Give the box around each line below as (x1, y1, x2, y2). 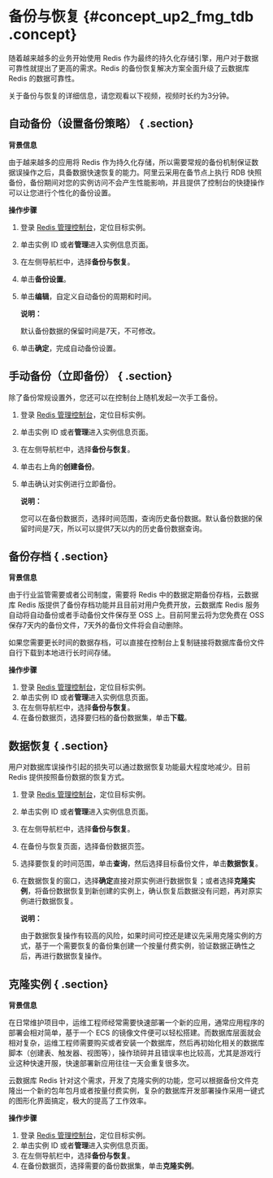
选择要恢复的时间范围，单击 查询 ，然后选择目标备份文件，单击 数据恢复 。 (19, 859, 262, 868)
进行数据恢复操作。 (41, 951, 106, 961)
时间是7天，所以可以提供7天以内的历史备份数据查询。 (27, 524, 207, 533)
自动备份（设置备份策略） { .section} (8, 117, 194, 131)
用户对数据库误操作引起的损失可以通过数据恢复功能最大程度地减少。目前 (8, 762, 250, 772)
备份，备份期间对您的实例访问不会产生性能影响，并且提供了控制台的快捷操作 (8, 177, 265, 187)
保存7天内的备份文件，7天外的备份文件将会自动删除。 (8, 620, 188, 630)
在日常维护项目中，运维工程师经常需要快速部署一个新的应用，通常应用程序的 (8, 1018, 265, 1027)
